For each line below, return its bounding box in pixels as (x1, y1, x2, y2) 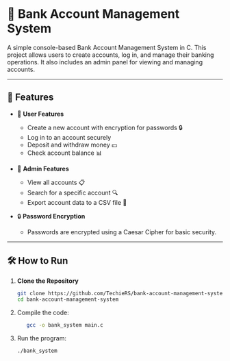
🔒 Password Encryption (16, 212, 86, 220)
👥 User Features (16, 110, 64, 118)
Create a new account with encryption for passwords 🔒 (27, 123, 183, 132)
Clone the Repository (16, 277, 79, 285)
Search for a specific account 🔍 (27, 188, 118, 197)
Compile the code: (16, 308, 70, 317)
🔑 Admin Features (16, 164, 70, 173)
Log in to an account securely (27, 133, 112, 141)
